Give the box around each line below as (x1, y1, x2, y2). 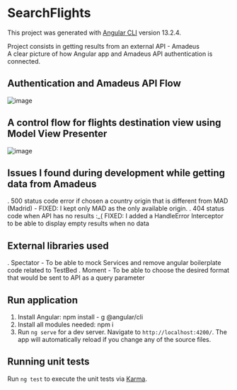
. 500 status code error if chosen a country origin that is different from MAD (7, 196, 229, 206)
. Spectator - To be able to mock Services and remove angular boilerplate (7, 259, 221, 267)
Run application (7, 294, 79, 306)
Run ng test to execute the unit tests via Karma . (7, 374, 147, 383)
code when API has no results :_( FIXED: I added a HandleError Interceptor (7, 212, 224, 220)
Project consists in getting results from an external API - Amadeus (7, 42, 200, 50)
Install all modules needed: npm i (17, 320, 114, 329)
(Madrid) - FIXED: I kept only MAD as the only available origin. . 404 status (7, 204, 225, 213)
